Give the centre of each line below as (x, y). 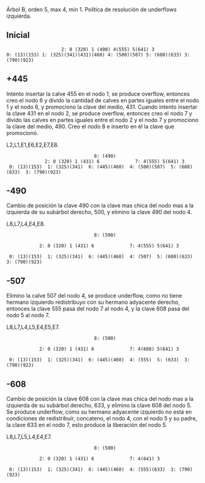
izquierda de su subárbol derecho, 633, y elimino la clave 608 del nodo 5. (99, 406)
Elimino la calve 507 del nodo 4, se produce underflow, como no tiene (94, 296)
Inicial (18, 35)
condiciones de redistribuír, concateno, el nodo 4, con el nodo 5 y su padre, (102, 419)
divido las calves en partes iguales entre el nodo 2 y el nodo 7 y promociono (102, 120)
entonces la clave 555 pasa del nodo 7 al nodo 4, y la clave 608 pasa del (98, 309)
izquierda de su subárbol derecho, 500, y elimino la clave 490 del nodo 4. (99, 212)
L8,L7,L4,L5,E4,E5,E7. (33, 327)
